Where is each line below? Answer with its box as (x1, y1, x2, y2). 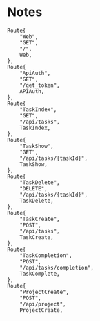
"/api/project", (19, 300, 67, 308)
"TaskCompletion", (19, 252, 72, 259)
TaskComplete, (19, 270, 60, 277)
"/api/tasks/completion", (19, 264, 94, 271)
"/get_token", (19, 81, 60, 89)
